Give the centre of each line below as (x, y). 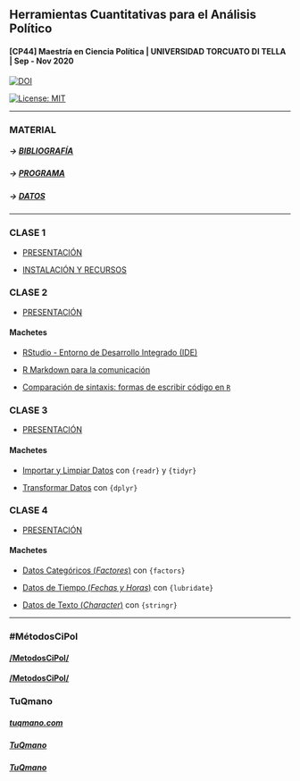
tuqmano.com (36, 722)
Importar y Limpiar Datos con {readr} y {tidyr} (109, 470)
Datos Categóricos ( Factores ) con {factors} (104, 570)
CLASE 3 (29, 410)
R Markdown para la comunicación (86, 370)
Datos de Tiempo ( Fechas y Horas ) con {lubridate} (118, 588)
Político (31, 29)
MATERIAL (33, 130)
